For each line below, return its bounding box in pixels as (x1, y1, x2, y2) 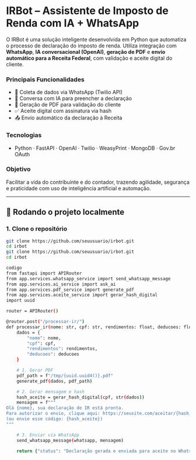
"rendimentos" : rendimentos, (27, 346, 98, 352)
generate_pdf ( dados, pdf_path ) (16, 378, 93, 384)
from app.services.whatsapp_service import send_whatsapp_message (6, 276, 171, 282)
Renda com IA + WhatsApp (6, 16, 139, 30)
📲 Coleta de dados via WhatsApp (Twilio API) (14, 89, 123, 96)
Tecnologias (6, 131, 42, 139)
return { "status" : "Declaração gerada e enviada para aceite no (16, 448, 176, 454)
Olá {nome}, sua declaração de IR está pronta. (6, 405, 124, 411)
